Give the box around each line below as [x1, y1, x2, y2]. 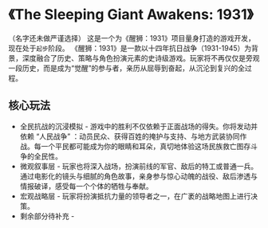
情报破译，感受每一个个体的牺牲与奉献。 [19, 181, 153, 191]
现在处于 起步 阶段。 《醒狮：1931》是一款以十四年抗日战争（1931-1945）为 [8, 43, 252, 53]
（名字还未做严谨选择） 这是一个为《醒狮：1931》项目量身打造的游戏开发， [8, 33, 255, 43]
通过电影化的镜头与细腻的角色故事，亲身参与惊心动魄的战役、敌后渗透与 [19, 171, 258, 181]
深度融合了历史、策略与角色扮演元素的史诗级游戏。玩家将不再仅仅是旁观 [22, 53, 260, 63]
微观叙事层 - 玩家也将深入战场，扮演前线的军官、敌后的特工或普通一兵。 [19, 161, 258, 171]
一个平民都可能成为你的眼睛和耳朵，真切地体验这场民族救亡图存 [41, 141, 251, 151]
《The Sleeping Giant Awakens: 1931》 [8, 6, 254, 24]
